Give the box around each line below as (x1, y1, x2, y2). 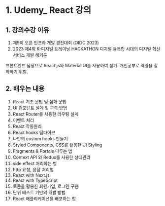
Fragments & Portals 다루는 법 (12, 148, 73, 154)
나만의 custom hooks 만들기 (12, 135, 68, 141)
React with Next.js (12, 172, 50, 178)
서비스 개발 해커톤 (12, 52, 47, 58)
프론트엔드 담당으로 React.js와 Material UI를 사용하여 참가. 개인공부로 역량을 (5, 63, 153, 68)
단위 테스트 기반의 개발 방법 (12, 189, 66, 195)
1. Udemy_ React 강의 (5, 4, 92, 16)
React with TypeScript (12, 177, 58, 183)
